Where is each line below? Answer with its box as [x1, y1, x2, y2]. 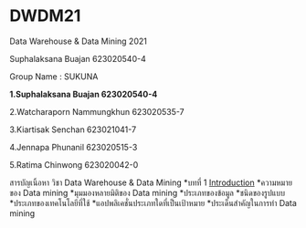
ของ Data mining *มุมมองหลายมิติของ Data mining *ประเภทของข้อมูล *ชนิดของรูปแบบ [9, 187, 286, 198]
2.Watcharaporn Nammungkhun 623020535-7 [9, 106, 185, 117]
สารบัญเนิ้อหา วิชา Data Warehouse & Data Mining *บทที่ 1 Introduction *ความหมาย [9, 177, 292, 188]
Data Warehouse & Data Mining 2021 [9, 36, 148, 47]
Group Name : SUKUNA [9, 70, 99, 82]
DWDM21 [9, 5, 81, 26]
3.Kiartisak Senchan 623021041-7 [9, 124, 137, 135]
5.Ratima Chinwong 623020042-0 [9, 159, 139, 170]
